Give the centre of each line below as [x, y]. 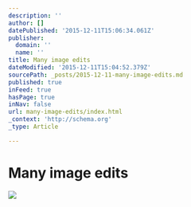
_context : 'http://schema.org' [60, 119]
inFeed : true [30, 90]
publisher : [26, 38]
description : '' [35, 16]
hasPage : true [32, 97]
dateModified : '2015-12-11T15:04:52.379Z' [80, 68]
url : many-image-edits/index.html [66, 112]
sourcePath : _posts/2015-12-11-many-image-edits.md [95, 75]
